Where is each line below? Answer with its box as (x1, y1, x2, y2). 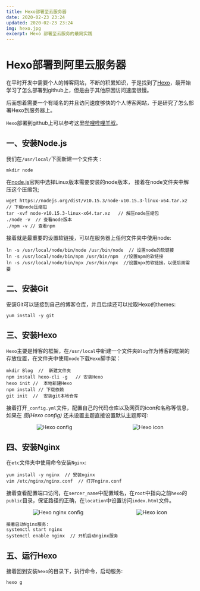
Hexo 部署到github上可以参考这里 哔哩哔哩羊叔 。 (6, 120, 121, 127)
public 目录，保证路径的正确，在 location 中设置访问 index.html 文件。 (6, 497, 174, 504)
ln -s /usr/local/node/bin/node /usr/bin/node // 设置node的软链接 (6, 247, 174, 253)
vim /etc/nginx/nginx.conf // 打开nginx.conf (6, 479, 122, 484)
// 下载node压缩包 (6, 204, 48, 210)
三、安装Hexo (6, 330, 58, 340)
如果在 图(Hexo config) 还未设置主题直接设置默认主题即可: (6, 411, 149, 418)
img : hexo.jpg (6, 25, 42, 32)
